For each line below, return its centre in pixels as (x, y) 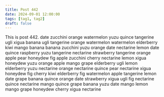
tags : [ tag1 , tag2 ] (25, 19)
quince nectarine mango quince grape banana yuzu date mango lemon (77, 84)
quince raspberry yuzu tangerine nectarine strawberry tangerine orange (78, 53)
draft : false (18, 23)
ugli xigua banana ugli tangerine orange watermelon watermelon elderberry (81, 43)
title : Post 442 (22, 10)
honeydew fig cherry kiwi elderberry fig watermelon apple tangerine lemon (81, 73)
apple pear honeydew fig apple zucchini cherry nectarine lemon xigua (76, 58)
